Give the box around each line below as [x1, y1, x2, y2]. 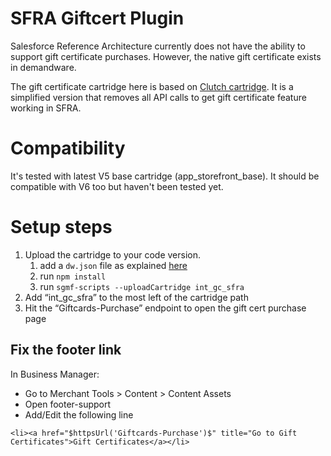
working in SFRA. [10, 102, 82, 114]
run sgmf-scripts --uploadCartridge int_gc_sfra [39, 280, 245, 292]
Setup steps [10, 216, 113, 239]
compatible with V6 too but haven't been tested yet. [10, 180, 224, 192]
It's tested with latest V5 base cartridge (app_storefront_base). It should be [10, 170, 320, 182]
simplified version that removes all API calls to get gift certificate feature [10, 91, 307, 103]
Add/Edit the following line [24, 408, 134, 421]
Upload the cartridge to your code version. [24, 248, 201, 261]
